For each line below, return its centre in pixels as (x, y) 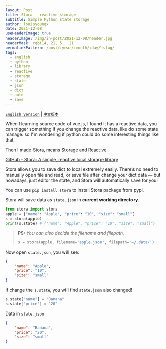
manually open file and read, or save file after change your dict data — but (83, 175)
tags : (11, 52)
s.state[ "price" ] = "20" (31, 304)
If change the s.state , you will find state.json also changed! (69, 290)
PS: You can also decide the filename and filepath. (71, 233)
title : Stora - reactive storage (41, 15)
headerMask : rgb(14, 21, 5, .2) (39, 43)
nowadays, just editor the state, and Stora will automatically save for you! (82, 180)
